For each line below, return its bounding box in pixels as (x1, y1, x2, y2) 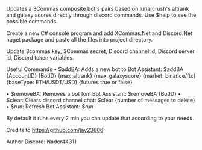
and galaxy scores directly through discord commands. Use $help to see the (6, 11, 197, 19)
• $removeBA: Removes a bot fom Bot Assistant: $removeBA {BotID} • (6, 90, 181, 97)
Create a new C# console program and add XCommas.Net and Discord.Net (6, 30, 193, 37)
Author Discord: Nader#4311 (6, 138, 77, 145)
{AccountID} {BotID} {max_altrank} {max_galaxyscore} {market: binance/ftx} (6, 72, 196, 79)
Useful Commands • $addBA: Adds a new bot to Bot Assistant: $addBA (6, 66, 184, 73)
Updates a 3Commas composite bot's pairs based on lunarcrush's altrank (6, 5, 189, 12)
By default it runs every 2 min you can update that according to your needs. (6, 114, 194, 122)
